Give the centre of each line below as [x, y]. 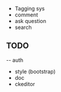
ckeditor [25, 84]
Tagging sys [30, 9]
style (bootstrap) [35, 71]
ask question [30, 21]
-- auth [15, 60]
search [23, 27]
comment [26, 15]
